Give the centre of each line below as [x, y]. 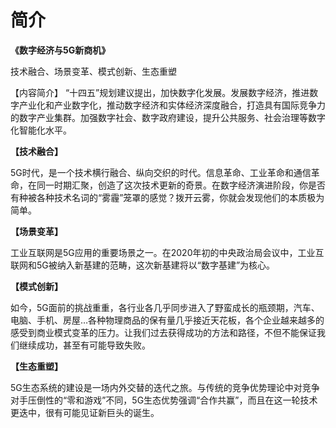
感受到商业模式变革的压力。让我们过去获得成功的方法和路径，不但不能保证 [163, 332]
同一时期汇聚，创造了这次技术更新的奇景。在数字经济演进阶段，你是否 [181, 185]
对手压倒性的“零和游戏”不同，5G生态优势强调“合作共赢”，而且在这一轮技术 [164, 400]
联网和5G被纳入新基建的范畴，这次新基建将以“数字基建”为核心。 [143, 265]
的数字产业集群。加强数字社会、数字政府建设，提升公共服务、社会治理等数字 [168, 117]
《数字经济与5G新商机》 [60, 50]
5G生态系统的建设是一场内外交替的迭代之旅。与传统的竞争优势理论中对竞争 [165, 387]
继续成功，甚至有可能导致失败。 [84, 345]
